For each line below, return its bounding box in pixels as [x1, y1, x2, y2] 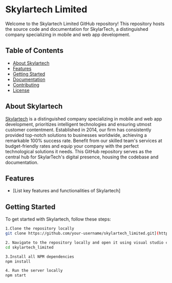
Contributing [12, 82, 39, 88]
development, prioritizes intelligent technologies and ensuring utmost [5, 121, 152, 127]
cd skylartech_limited [5, 245, 54, 250]
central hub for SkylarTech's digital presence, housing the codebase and [5, 154, 159, 160]
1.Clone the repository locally [5, 226, 74, 231]
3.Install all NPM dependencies [5, 254, 74, 259]
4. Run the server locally [5, 268, 63, 273]
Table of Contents [5, 46, 64, 55]
